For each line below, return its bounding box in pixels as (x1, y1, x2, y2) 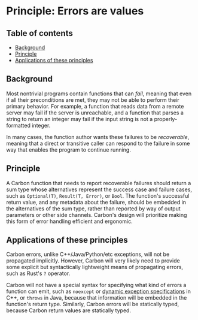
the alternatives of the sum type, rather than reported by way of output (6, 205, 181, 212)
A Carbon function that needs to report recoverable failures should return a (6, 179, 191, 186)
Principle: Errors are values (6, 4, 144, 18)
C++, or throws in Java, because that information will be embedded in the (6, 294, 187, 301)
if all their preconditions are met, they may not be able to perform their (6, 96, 179, 103)
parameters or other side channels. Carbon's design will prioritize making (6, 211, 187, 218)
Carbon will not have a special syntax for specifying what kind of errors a (6, 282, 187, 289)
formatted (6, 122, 31, 129)
